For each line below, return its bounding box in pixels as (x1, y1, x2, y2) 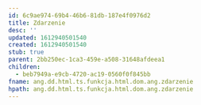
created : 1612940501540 (8, 41, 87, 49)
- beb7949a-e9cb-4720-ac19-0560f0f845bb (15, 70, 151, 78)
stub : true (8, 48, 44, 56)
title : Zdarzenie (8, 19, 66, 27)
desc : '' (8, 26, 37, 34)
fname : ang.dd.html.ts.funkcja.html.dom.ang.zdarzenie (8, 77, 194, 85)
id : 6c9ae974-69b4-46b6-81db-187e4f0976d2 (8, 11, 151, 20)
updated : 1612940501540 (8, 33, 87, 42)
